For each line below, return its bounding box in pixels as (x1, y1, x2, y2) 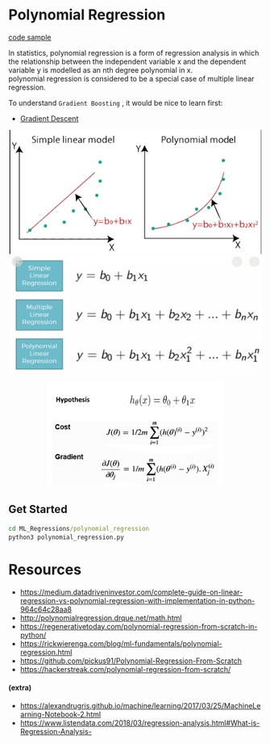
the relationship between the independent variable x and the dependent (8, 57, 247, 66)
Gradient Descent (19, 113, 79, 123)
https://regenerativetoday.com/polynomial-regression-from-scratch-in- (19, 621, 258, 631)
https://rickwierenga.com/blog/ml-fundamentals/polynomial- (19, 638, 223, 648)
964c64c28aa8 (19, 604, 73, 614)
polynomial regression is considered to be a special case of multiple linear (8, 74, 255, 83)
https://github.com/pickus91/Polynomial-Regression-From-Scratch (19, 656, 242, 666)
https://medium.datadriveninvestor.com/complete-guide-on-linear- (19, 587, 243, 597)
